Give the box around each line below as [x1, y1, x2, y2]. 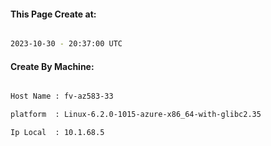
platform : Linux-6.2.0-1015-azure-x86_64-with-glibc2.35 [10, 110, 262, 120]
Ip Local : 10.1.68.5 [10, 128, 105, 138]
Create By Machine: [10, 60, 95, 72]
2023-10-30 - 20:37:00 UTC [10, 39, 123, 49]
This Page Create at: [10, 8, 97, 20]
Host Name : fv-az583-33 [10, 91, 114, 102]
